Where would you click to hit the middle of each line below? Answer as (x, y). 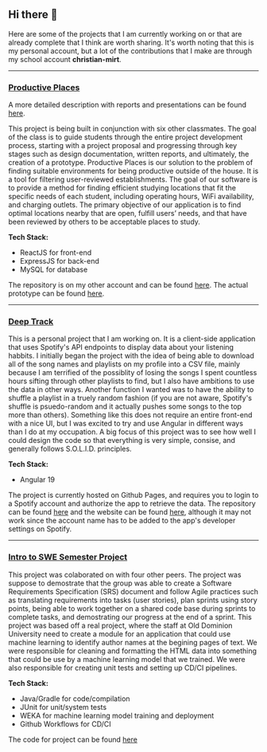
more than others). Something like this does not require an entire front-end (130, 415)
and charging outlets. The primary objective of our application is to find (125, 205)
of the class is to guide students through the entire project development (126, 137)
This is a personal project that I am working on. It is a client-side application (132, 339)
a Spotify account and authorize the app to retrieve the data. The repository (132, 503)
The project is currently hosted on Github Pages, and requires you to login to (133, 495)
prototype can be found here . (56, 294)
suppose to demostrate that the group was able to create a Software (120, 583)
